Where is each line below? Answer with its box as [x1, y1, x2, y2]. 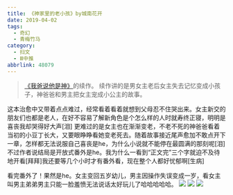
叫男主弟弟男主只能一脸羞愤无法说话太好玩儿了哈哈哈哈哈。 [7, 180, 178, 188]
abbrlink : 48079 [7, 62, 54, 68]
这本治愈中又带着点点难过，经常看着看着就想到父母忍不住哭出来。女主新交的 [7, 104, 226, 113]
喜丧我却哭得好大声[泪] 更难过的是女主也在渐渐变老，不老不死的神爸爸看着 [7, 122, 221, 130]
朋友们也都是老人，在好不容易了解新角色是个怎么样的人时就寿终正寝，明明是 [7, 113, 226, 122]
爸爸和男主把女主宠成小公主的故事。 [42, 90, 146, 98]
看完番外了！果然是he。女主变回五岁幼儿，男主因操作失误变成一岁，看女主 [7, 171, 221, 180]
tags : [7, 23, 23, 30]
